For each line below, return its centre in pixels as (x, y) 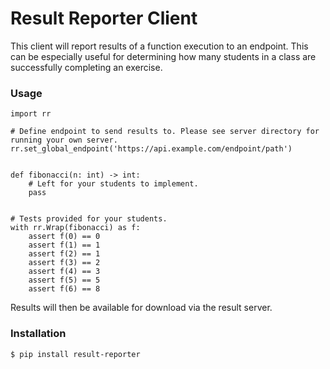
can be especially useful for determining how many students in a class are (163, 56)
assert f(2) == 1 (64, 254)
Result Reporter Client (104, 18)
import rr (31, 114)
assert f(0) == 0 (64, 237)
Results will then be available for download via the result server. (141, 308)
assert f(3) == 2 (64, 263)
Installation (38, 334)
